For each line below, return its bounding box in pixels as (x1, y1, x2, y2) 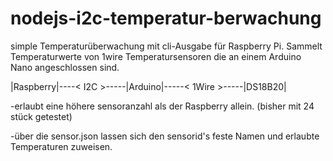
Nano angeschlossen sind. (10, 61, 120, 73)
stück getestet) (10, 110, 73, 122)
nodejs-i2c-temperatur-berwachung (10, 7, 322, 30)
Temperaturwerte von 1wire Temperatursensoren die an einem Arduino (10, 50, 302, 62)
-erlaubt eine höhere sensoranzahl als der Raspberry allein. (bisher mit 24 (10, 100, 315, 112)
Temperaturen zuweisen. (10, 140, 113, 152)
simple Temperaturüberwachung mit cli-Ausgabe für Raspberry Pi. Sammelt (10, 40, 323, 52)
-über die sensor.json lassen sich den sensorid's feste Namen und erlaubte (10, 130, 320, 142)
